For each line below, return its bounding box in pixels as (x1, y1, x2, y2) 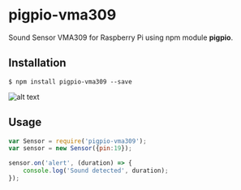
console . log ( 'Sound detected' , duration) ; (23, 166, 169, 175)
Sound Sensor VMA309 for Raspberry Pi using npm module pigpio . (8, 32, 234, 42)
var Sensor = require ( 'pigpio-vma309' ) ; (8, 136, 148, 145)
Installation (8, 56, 67, 70)
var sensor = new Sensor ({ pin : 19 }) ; (8, 145, 132, 153)
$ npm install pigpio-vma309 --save (8, 77, 132, 86)
